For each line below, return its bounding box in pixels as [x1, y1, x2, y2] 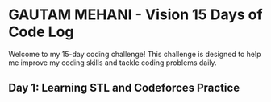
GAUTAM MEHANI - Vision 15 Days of [8, 6, 263, 24]
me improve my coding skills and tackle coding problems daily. [8, 58, 217, 67]
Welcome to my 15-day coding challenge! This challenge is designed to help [8, 49, 261, 59]
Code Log [8, 22, 74, 41]
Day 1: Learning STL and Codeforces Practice [8, 81, 240, 95]
